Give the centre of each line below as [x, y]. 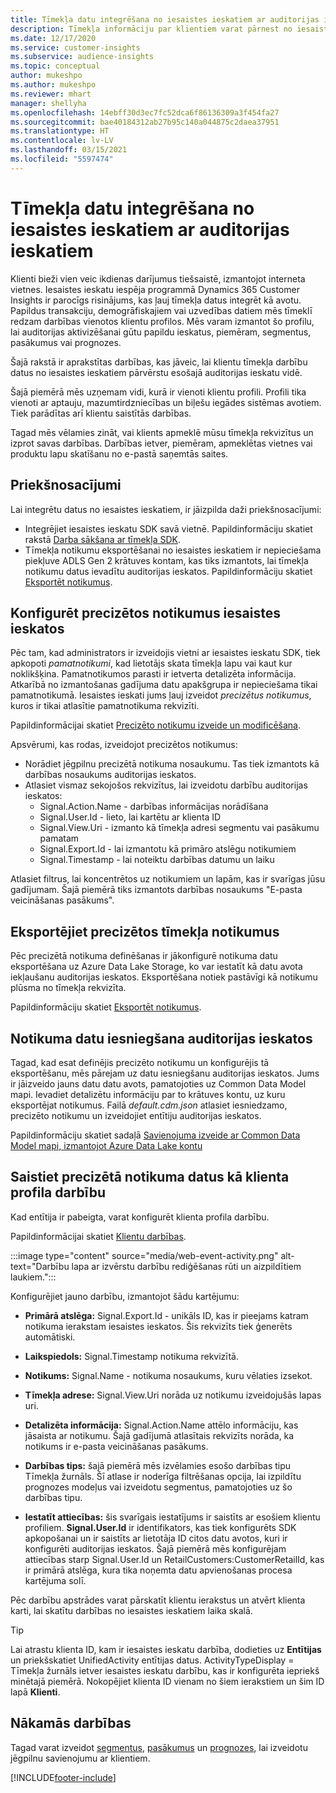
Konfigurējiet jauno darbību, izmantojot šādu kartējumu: [125, 1296]
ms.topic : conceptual [55, 66]
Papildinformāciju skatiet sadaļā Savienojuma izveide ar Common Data [155, 1135]
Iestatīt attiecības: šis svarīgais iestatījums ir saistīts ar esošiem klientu [172, 1517]
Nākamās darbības [71, 1723]
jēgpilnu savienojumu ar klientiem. [80, 1758]
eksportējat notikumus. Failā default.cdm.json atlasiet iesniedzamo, [149, 1105]
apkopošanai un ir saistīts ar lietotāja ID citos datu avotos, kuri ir [156, 1538]
